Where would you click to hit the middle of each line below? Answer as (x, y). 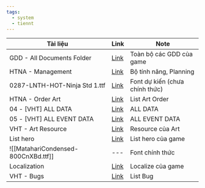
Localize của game (157, 167)
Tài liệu (57, 44)
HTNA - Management (41, 72)
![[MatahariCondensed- (44, 149)
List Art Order (149, 99)
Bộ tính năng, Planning (162, 72)
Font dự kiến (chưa (157, 82)
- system (23, 18)
